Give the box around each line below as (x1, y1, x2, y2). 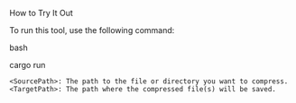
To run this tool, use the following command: (9, 25, 175, 35)
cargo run (9, 60, 46, 70)
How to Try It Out (9, 8, 74, 18)
